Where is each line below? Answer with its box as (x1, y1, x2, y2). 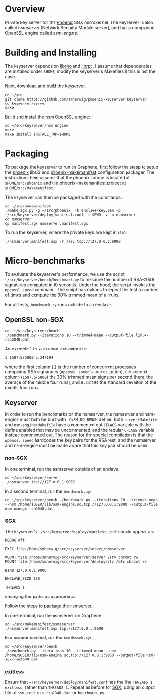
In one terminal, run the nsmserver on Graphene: (5, 612, 103, 618)
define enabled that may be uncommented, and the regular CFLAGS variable (5, 427, 155, 433)
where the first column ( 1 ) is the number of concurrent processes (5, 364, 136, 370)
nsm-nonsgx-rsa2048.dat (5, 506, 54, 511)
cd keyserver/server (5, 101, 47, 106)
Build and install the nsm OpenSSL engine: (5, 114, 90, 120)
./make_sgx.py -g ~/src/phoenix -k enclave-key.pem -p (5, 208, 121, 213)
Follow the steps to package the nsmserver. (5, 603, 92, 609)
